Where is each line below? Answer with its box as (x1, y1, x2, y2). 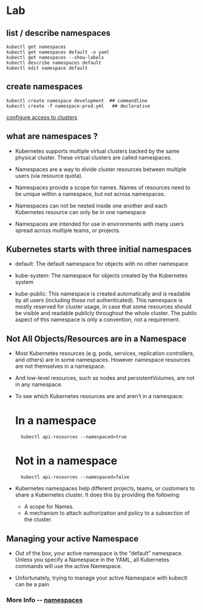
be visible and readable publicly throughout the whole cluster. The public (15, 310, 198, 317)
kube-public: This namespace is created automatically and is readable (15, 290, 191, 297)
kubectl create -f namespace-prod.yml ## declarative (6, 103, 150, 109)
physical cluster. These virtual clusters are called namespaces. (15, 154, 173, 161)
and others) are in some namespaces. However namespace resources (15, 356, 191, 364)
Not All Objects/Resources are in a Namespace (6, 333, 187, 344)
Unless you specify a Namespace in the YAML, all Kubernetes (15, 556, 170, 563)
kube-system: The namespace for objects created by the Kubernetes (15, 272, 188, 279)
